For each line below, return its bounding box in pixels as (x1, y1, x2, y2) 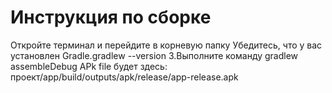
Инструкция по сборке (10, 6, 212, 29)
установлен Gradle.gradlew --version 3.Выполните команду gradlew (10, 49, 299, 61)
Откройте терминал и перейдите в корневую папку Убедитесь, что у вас (10, 39, 323, 51)
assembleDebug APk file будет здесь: (10, 60, 168, 72)
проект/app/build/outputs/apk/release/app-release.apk (10, 71, 239, 83)
